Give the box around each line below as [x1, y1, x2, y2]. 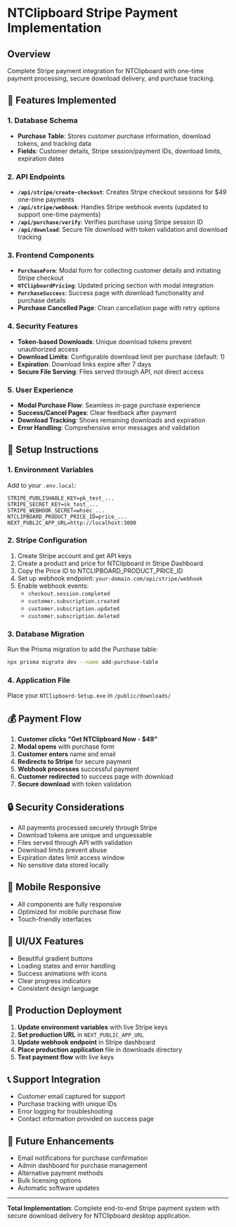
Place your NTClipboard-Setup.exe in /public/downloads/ [7, 691, 171, 700]
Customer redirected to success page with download [17, 772, 173, 781]
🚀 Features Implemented [7, 94, 117, 106]
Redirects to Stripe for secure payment [17, 758, 132, 766]
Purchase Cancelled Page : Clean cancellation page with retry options [17, 304, 221, 312]
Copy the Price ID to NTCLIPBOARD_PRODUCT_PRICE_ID [17, 566, 183, 575]
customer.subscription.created [27, 598, 120, 605]
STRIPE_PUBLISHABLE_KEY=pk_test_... [7, 495, 114, 502]
